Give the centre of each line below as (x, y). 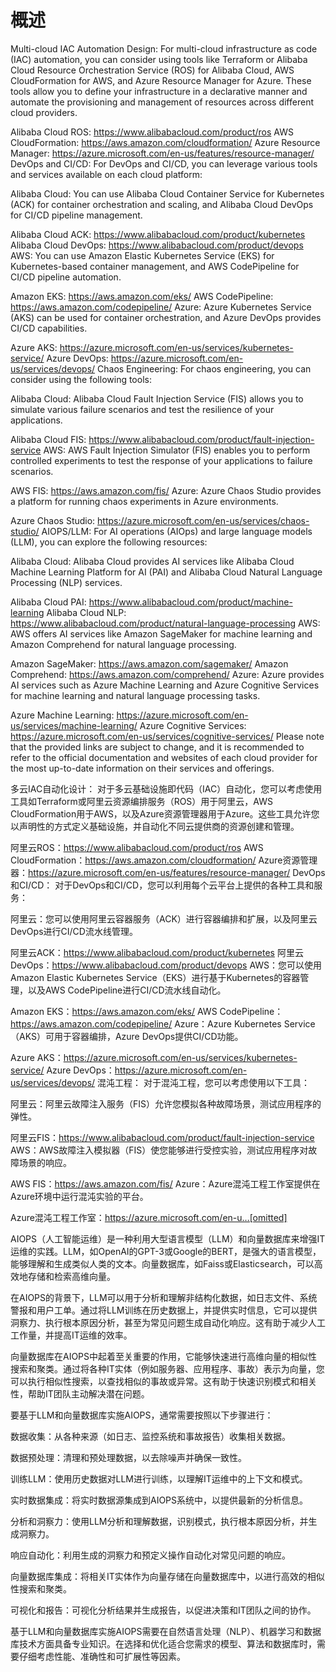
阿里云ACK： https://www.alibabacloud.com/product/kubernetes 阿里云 (157, 952)
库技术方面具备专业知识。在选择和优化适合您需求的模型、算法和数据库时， (163, 1643)
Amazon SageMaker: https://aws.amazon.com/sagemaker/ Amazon (149, 663)
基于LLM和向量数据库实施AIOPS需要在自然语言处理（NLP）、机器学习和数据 (166, 1631)
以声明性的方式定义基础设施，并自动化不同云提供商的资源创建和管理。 (155, 826)
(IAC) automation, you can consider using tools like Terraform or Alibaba (159, 59)
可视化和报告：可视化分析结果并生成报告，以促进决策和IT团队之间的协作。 (163, 1610)
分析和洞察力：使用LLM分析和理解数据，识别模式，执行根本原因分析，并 (159, 1521)
